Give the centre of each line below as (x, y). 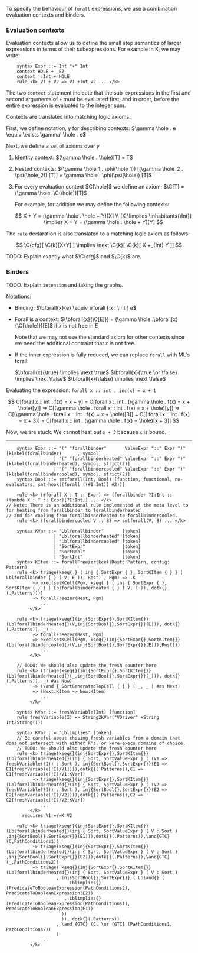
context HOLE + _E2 (41, 72)
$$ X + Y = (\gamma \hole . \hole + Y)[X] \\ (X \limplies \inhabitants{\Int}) (103, 216)
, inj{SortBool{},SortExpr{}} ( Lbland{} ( (110, 877)
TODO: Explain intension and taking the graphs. (64, 285)
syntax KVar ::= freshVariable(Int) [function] (76, 712)
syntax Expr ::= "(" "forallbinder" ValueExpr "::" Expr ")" (101, 448)
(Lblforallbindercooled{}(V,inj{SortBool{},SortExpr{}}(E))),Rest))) (93, 645)
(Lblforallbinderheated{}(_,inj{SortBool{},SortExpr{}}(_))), (84, 676)
